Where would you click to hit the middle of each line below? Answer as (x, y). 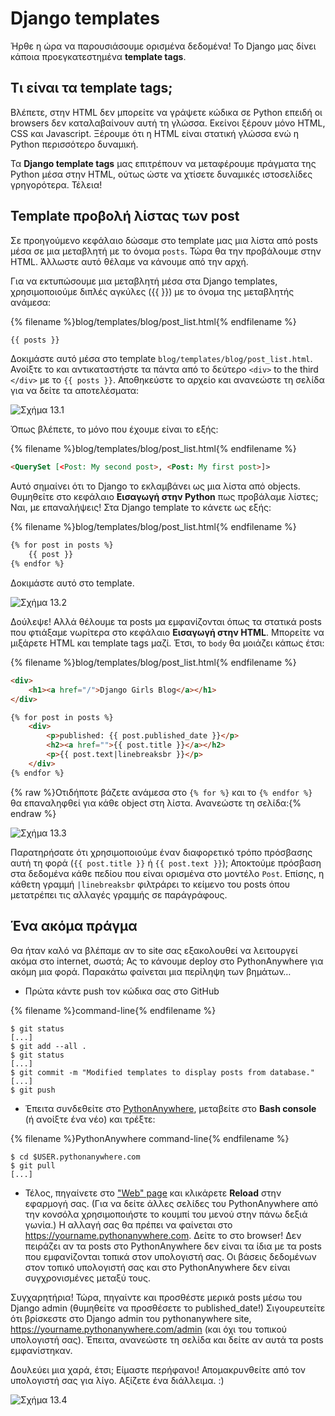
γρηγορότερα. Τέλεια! (56, 184)
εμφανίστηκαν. (41, 1350)
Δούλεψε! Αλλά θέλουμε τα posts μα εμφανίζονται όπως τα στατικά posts (166, 621)
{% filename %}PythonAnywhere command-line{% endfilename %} (150, 1138)
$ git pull (33, 1165)
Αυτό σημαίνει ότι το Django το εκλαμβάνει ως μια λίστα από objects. (155, 486)
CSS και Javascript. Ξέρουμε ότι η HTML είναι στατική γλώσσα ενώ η (155, 133)
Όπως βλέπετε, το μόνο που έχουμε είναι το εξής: (114, 429)
